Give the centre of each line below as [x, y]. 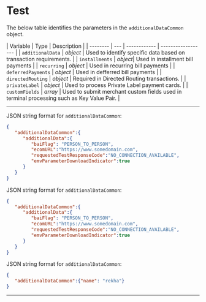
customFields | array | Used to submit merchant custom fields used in [94, 91]
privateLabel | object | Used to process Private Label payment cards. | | [97, 85]
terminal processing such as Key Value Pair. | [63, 98]
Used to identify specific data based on [135, 52]
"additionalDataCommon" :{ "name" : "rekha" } [69, 281]
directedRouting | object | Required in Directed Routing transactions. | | [96, 78]
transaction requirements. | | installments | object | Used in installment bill [100, 59]
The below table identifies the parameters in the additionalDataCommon [95, 28]
